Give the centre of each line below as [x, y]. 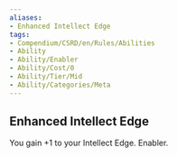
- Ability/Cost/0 [42, 69]
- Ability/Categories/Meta [60, 85]
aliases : [26, 18]
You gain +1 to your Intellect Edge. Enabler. [89, 143]
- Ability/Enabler [44, 60]
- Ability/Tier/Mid [46, 77]
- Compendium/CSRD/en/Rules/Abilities [82, 43]
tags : [19, 34]
